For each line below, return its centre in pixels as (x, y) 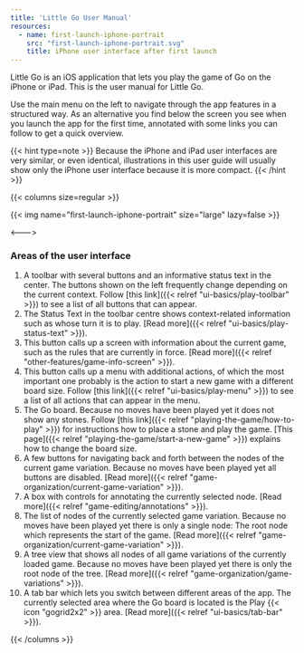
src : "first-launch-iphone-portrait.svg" (105, 43)
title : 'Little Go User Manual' (71, 18)
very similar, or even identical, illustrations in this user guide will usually (143, 160)
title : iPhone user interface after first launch (122, 52)
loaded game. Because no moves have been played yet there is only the (157, 564)
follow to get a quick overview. (67, 133)
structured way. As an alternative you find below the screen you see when (148, 114)
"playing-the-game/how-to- (242, 420)
